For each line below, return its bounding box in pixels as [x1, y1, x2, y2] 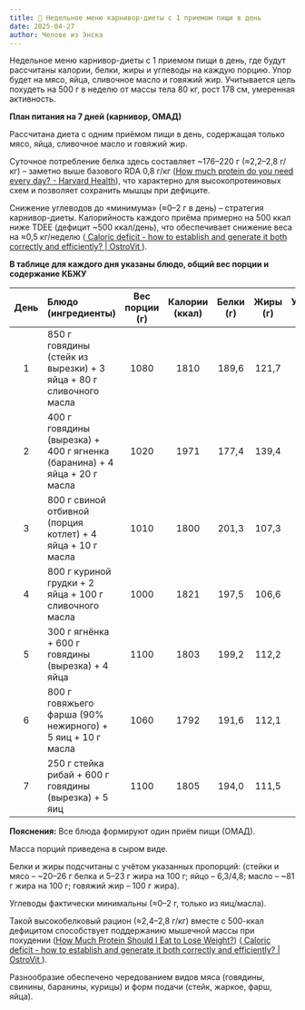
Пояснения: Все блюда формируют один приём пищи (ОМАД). [9, 826, 256, 837]
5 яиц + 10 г [46, 731, 102, 744]
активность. [9, 94, 56, 104]
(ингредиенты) [46, 307, 116, 320]
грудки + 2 [46, 577, 95, 589]
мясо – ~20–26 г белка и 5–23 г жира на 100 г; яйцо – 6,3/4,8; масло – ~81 [9, 871, 295, 882]
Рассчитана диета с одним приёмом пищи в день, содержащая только [9, 129, 285, 140]
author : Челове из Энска [9, 30, 103, 39]
